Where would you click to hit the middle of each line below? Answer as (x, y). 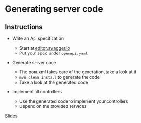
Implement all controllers (37, 92)
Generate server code (34, 62)
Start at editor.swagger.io (45, 48)
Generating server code (54, 9)
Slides (11, 116)
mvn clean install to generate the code (59, 77)
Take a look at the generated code (54, 82)
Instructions (24, 27)
